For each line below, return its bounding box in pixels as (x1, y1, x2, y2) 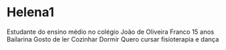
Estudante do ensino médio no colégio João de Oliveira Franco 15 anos (6, 27, 215, 36)
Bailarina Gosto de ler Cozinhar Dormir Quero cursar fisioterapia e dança (6, 35, 220, 43)
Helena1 (6, 4, 55, 20)
